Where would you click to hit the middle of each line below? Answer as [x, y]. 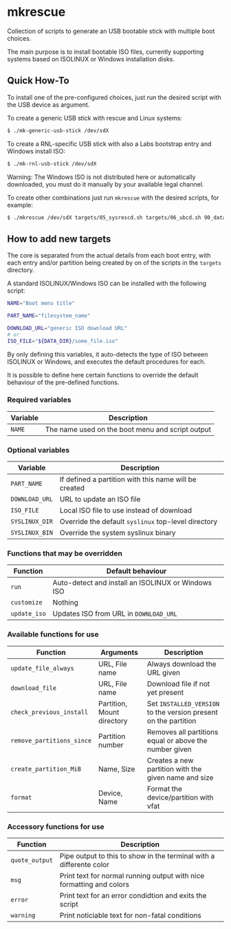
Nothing [66, 603]
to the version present [182, 712]
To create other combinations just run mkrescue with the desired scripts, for [113, 198]
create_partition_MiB [46, 769]
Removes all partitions [183, 732]
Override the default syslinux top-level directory [139, 522]
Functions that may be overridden [65, 554]
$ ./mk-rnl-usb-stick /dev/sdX [52, 164]
